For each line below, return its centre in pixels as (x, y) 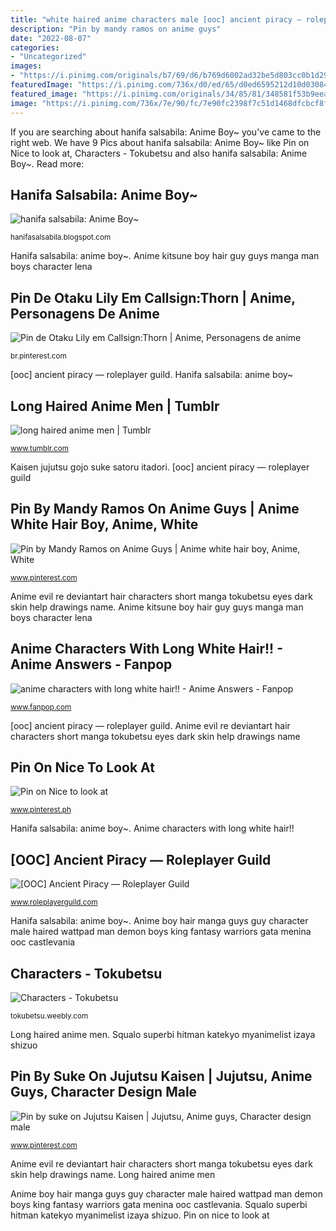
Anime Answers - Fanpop (91, 664)
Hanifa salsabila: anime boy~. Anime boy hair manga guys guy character (159, 921)
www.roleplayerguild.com (54, 902)
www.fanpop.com (41, 707)
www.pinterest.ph (41, 810)
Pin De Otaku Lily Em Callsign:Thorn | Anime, (153, 297)
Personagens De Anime (85, 313)
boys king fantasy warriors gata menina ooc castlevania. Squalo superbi (159, 1204)
